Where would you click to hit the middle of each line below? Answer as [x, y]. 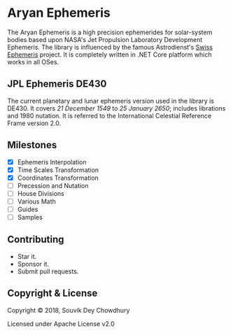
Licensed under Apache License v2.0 [61, 324]
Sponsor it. [33, 264]
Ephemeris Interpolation [52, 162]
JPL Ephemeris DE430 [57, 84]
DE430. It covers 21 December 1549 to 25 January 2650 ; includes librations [116, 108]
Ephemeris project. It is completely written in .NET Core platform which [110, 55]
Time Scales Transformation [58, 170]
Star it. [27, 256]
